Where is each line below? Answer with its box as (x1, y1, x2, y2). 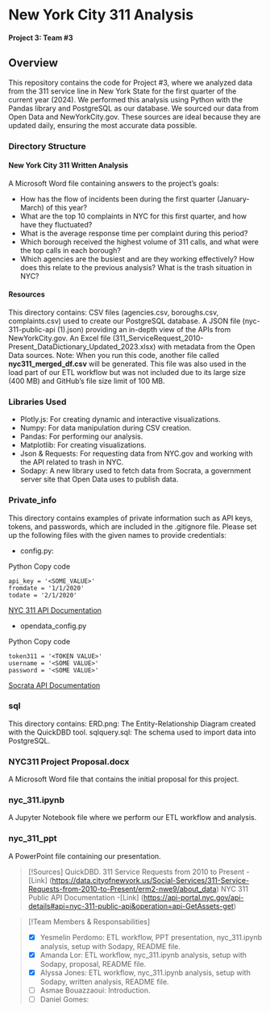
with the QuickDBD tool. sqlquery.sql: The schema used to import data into (8, 727, 256, 737)
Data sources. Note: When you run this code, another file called (8, 350, 219, 360)
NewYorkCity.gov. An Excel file (8, 333, 111, 343)
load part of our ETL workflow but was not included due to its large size (8, 367, 246, 377)
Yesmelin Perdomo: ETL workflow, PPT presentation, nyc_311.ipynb (39, 932, 263, 942)
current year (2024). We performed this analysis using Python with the (8, 94, 243, 104)
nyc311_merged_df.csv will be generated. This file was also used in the (8, 359, 247, 369)
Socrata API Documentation (8, 680, 101, 690)
